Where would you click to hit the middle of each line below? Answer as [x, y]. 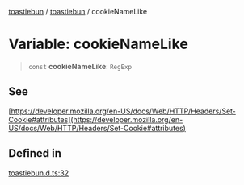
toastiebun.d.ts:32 [39, 173]
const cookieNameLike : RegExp [80, 66]
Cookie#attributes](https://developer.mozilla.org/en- [96, 119]
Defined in [35, 153]
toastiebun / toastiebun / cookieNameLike [78, 12]
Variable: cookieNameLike [98, 44]
